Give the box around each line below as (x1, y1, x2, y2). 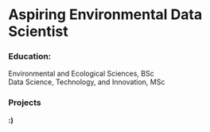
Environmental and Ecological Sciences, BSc (8, 69, 154, 79)
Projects (8, 97, 41, 108)
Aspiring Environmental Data (8, 6, 203, 24)
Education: (8, 51, 52, 62)
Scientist (8, 22, 69, 41)
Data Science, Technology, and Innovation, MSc (8, 77, 165, 87)
